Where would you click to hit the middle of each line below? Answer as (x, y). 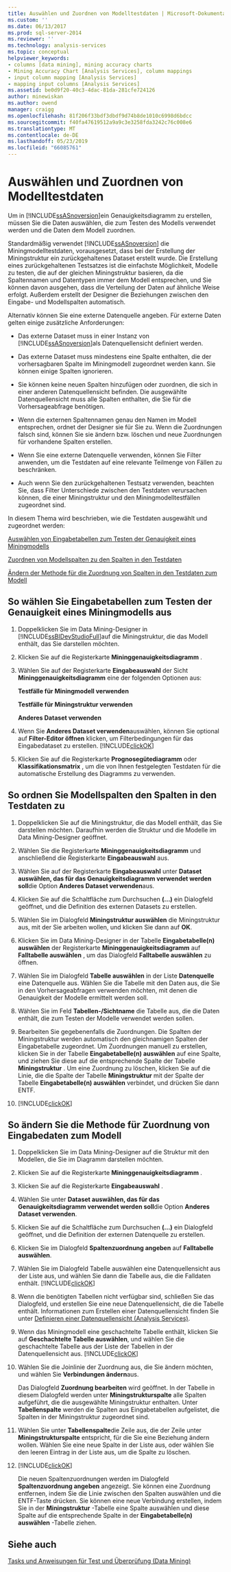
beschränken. (37, 469)
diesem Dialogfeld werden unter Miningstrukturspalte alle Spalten (112, 1395)
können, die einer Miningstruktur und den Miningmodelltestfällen (109, 497)
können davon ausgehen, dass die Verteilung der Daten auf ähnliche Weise (114, 287)
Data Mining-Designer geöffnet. (63, 837)
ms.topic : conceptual (39, 52)
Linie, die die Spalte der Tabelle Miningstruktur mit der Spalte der (111, 1075)
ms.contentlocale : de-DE (43, 135)
